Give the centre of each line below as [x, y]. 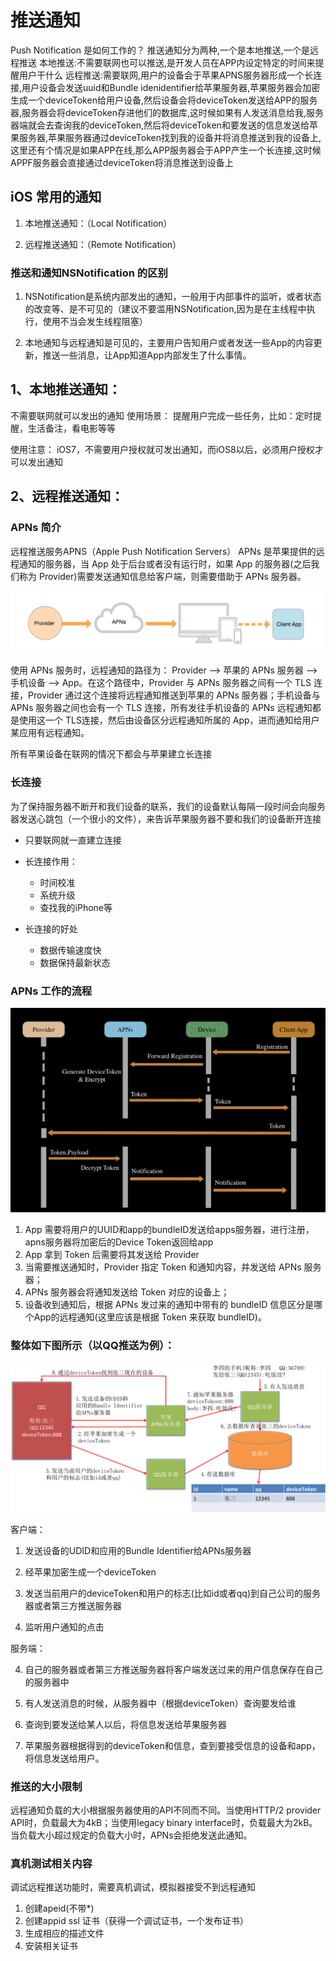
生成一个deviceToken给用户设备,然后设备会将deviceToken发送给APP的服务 [164, 100]
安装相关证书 [51, 1946]
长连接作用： [51, 861]
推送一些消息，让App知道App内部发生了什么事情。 [147, 355]
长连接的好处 [51, 928]
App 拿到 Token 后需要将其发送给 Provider [112, 1255]
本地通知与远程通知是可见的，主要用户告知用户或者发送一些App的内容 [169, 343]
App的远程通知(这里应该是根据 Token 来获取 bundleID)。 [150, 1317]
